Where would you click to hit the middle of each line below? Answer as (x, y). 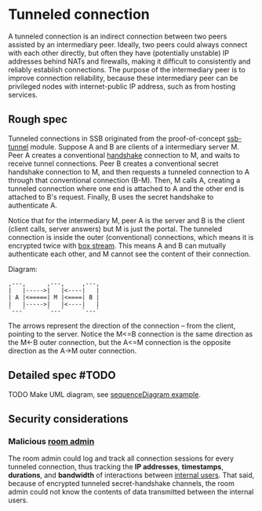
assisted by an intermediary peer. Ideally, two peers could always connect (128, 44)
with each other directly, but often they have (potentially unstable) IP (119, 53)
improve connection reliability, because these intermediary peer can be (123, 78)
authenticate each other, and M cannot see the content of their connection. (129, 254)
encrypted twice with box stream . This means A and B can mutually (117, 245)
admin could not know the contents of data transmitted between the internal (131, 492)
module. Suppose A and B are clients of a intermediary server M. (135, 146)
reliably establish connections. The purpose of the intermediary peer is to (127, 69)
